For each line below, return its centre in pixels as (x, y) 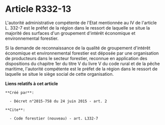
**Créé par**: (20, 93)
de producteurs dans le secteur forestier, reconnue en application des (76, 58)
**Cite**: (15, 110)
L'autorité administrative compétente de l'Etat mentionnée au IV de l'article (81, 23)
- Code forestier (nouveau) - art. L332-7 (54, 118)
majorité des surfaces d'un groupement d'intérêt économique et (70, 33)
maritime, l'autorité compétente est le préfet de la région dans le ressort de (82, 69)
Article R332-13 (38, 9)
